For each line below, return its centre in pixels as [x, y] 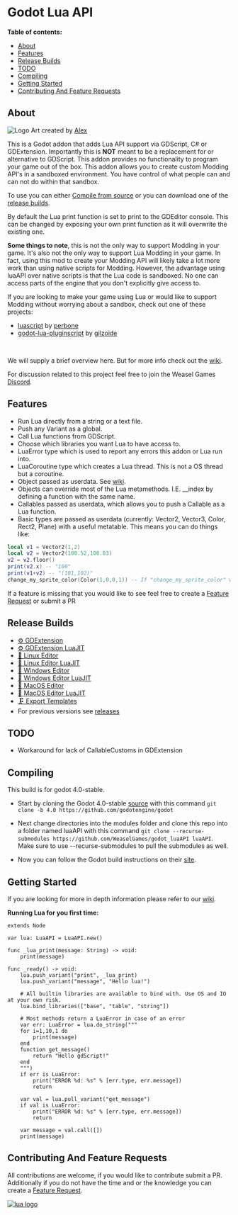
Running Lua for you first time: [53, 913]
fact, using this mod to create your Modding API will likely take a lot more [114, 260]
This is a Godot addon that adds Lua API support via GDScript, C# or [107, 144]
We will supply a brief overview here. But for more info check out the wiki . [115, 360]
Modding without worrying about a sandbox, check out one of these [107, 304]
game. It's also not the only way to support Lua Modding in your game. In [114, 253]
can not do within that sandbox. [53, 181]
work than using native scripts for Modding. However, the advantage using [116, 268]
